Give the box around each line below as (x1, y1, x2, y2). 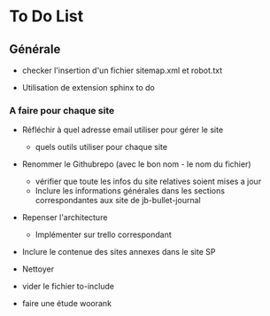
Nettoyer (21, 264, 55, 274)
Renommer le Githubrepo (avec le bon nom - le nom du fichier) (21, 159, 251, 170)
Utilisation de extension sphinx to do (21, 83, 155, 92)
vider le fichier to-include (21, 281, 115, 292)
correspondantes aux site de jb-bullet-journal (35, 195, 201, 206)
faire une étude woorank (21, 298, 112, 309)
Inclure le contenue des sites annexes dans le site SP (21, 247, 216, 257)
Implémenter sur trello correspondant (35, 229, 173, 241)
